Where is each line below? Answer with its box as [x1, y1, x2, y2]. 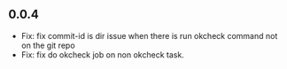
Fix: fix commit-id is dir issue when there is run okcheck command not [20, 30, 278, 41]
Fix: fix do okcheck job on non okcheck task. [20, 49, 185, 60]
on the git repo [20, 40, 76, 50]
